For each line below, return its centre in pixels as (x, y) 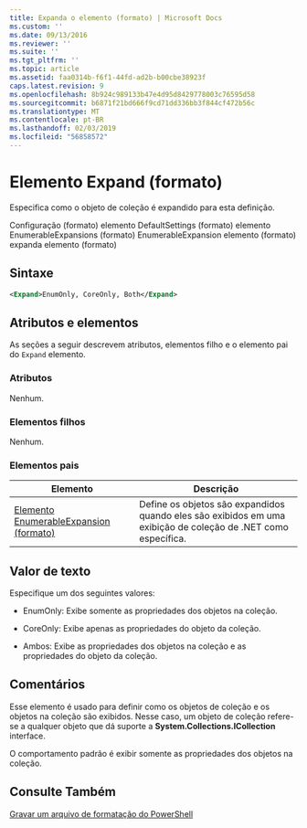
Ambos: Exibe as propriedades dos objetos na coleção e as (134, 646)
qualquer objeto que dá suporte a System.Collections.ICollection (151, 726)
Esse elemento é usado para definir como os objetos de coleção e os (140, 706)
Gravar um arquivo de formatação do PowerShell (101, 813)
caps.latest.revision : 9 (57, 86)
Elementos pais (44, 465)
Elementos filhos (48, 421)
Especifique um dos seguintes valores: (82, 593)
